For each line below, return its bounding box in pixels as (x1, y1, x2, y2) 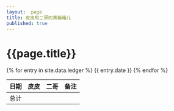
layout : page (6, 9, 43, 15)
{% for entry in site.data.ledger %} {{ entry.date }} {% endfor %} (6, 66, 169, 74)
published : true (6, 20, 48, 26)
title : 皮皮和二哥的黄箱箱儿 (6, 15, 71, 21)
